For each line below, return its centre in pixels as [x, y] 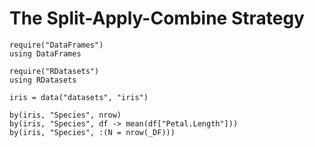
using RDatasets [43, 80]
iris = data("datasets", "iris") [79, 97]
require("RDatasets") [54, 71]
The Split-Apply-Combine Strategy [157, 18]
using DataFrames [45, 53]
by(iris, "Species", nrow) [65, 115]
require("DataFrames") [56, 45]
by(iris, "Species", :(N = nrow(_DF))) [92, 132]
